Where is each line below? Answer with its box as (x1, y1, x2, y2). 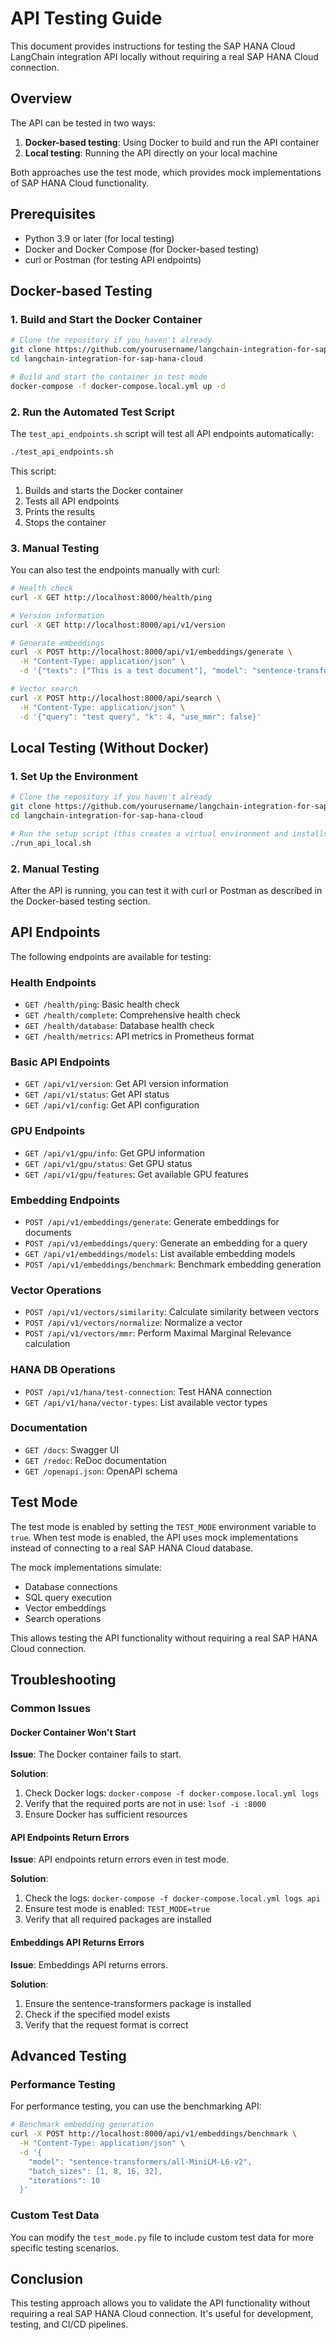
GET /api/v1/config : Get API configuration (24, 1099, 200, 1111)
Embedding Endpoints (10, 1193, 120, 1207)
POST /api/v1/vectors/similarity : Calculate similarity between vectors (24, 1306, 319, 1318)
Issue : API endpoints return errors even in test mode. (10, 1853, 230, 1866)
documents (24, 1226, 72, 1238)
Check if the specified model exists (24, 2008, 171, 2020)
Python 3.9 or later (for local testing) (24, 232, 175, 244)
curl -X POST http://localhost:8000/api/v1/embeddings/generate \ (10, 647, 293, 657)
